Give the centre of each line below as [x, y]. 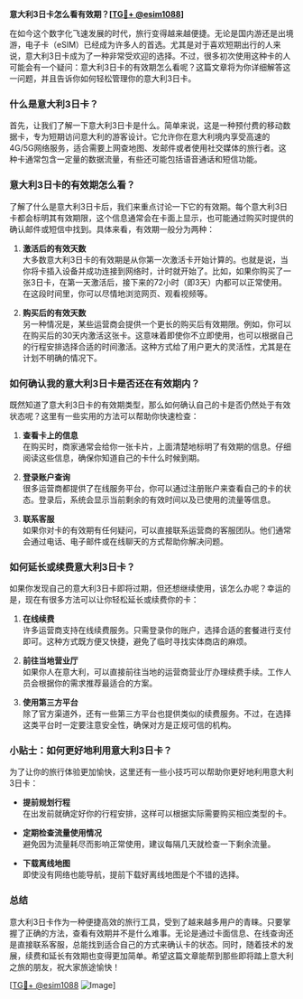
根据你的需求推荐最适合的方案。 [98, 683]
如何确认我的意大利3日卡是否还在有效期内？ [105, 383]
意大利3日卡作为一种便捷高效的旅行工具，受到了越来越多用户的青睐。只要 [146, 921]
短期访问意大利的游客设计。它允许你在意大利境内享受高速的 [159, 137]
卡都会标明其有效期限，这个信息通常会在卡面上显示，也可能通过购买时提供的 [151, 218]
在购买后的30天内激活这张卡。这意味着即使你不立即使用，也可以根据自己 [158, 335]
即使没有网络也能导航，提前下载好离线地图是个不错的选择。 [133, 874]
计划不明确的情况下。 [62, 358]
